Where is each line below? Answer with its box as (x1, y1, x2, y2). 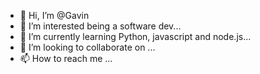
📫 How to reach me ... (19, 53, 113, 64)
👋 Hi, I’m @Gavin (19, 10, 90, 21)
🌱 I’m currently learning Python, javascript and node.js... (19, 31, 252, 42)
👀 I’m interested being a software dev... (19, 20, 182, 32)
